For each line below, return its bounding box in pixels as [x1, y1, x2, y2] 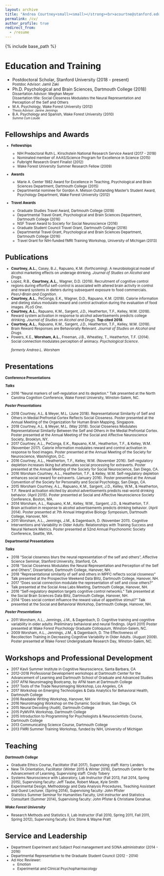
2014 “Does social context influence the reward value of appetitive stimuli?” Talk [11, 597, 145, 602]
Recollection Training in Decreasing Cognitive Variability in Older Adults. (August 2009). [11, 635, 158, 639]
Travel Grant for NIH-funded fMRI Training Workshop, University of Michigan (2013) [17, 238, 157, 243]
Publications [5, 253, 49, 262]
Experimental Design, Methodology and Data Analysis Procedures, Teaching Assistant [11, 784, 155, 789]
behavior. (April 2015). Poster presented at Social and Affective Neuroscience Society [11, 493, 155, 497]
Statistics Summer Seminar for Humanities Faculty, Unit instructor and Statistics [11, 793, 145, 798]
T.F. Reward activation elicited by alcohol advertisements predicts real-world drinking [11, 488, 154, 493]
